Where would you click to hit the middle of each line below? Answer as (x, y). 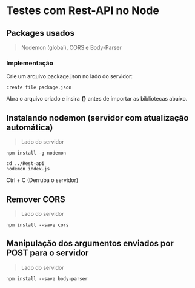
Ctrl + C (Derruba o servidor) (42, 180)
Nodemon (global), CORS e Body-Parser (71, 47)
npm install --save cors (38, 225)
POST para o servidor (48, 253)
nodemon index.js (28, 169)
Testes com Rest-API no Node (83, 11)
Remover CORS (36, 199)
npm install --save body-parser (47, 279)
